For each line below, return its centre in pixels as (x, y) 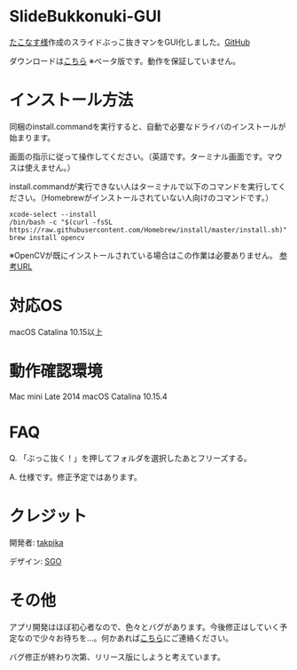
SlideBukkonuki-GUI (85, 16)
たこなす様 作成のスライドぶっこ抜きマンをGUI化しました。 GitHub (130, 42)
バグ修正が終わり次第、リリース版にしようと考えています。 (117, 657)
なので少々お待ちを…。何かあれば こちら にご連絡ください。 (125, 638)
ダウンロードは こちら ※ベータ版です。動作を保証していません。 (125, 60)
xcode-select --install (53, 214)
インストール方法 (71, 100)
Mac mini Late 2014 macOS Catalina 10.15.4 (88, 396)
